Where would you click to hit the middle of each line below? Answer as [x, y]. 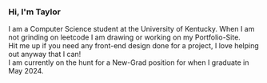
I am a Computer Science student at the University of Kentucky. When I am [132, 29]
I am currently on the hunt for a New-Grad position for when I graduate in [129, 62]
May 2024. [26, 71]
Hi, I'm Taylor [35, 12]
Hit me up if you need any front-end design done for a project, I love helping [134, 46]
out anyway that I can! [45, 55]
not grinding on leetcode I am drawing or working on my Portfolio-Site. [125, 37]
